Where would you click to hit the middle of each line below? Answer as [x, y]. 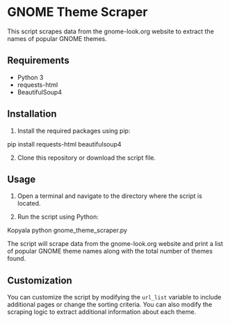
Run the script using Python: [58, 217]
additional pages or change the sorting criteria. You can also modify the [110, 305]
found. [17, 258]
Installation [32, 114]
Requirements [38, 61]
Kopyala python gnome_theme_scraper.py [67, 231]
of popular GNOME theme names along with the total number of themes [110, 251]
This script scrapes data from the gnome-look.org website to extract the [110, 31]
